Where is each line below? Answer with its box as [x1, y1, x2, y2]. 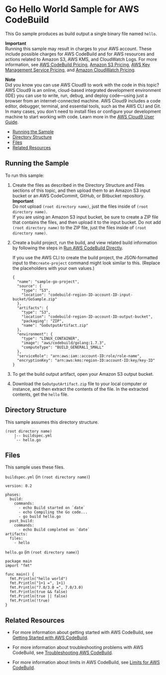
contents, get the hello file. [12, 391, 69, 397]
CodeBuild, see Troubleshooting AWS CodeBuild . [12, 650, 113, 656]
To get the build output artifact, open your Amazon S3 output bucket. [12, 371, 154, 377]
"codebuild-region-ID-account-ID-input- [48, 292, 133, 297]
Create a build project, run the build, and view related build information [12, 239, 158, 245]
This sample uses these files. [5, 464, 65, 470]
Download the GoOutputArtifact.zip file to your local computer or [12, 381, 148, 387]
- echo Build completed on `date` [18, 527, 90, 533]
